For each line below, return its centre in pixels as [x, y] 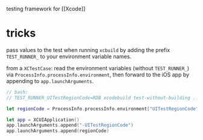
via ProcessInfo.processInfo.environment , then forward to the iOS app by [98, 75]
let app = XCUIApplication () [43, 120]
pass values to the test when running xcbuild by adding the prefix [88, 50]
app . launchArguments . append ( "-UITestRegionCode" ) [70, 125]
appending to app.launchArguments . [50, 81]
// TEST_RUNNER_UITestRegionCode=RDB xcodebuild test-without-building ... [104, 98]
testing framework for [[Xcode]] [46, 9]
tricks [21, 33]
